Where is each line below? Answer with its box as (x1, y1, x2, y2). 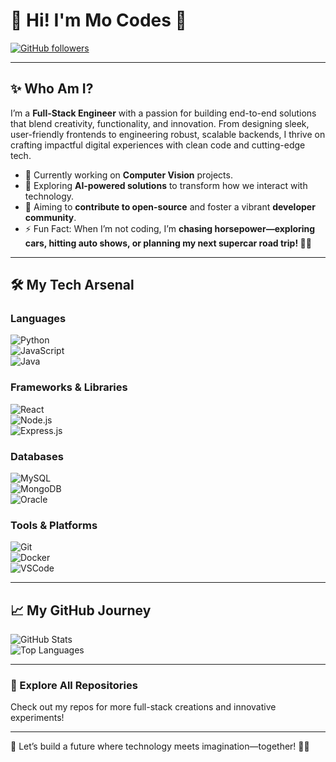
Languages (10, 312, 67, 326)
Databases (10, 449, 64, 463)
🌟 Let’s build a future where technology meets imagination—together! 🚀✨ (10, 740, 310, 753)
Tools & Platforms (10, 518, 98, 532)
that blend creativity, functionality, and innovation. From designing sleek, (10, 117, 310, 129)
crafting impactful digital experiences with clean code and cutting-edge (10, 139, 306, 151)
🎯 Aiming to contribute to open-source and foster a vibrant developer (24, 200, 316, 213)
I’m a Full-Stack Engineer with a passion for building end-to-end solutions (10, 107, 317, 119)
